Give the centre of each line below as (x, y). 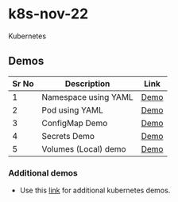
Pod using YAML (72, 110)
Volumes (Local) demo (84, 149)
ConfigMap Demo (75, 123)
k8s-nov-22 (48, 14)
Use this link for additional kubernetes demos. (95, 190)
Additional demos (43, 172)
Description (87, 83)
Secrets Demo (68, 136)
